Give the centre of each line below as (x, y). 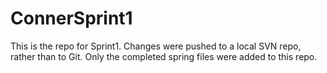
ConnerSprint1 (71, 18)
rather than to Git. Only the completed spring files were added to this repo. (164, 56)
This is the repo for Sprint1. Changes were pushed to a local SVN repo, (156, 46)
